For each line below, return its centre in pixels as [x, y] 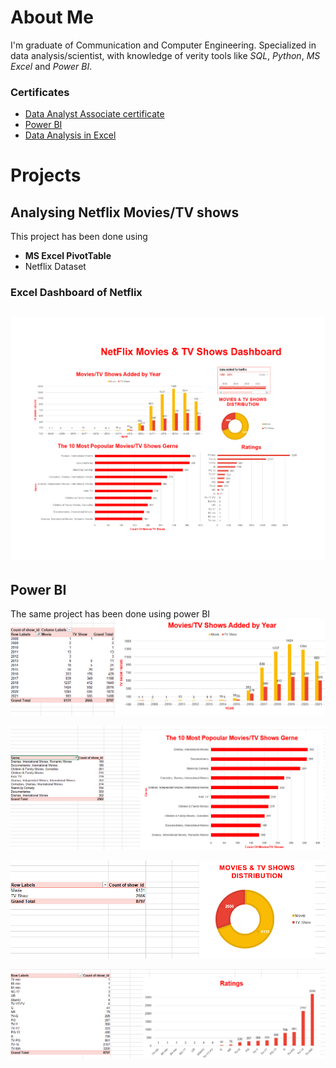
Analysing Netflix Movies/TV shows [125, 212]
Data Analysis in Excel [70, 135]
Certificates [40, 92]
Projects [46, 175]
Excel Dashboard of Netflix [76, 293]
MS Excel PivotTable [68, 256]
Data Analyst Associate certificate [94, 114]
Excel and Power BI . [51, 66]
